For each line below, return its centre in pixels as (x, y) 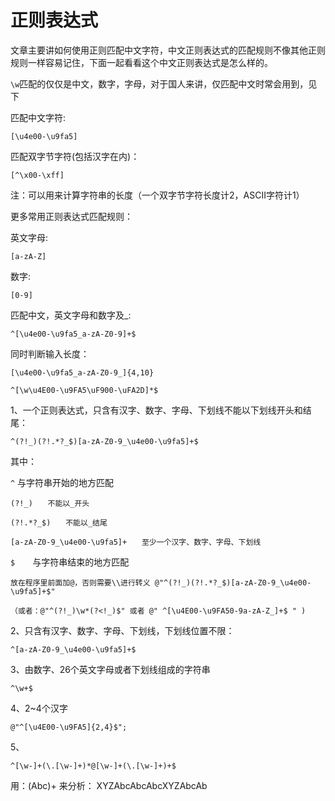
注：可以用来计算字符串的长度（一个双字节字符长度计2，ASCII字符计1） (157, 195)
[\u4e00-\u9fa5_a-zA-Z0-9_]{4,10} (82, 372)
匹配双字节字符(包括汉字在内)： (75, 156)
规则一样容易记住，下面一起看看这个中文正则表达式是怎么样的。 (141, 62)
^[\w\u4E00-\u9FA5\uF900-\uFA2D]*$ (84, 390)
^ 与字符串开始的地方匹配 (62, 482)
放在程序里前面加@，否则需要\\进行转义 (80, 582)
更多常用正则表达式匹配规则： (71, 216)
